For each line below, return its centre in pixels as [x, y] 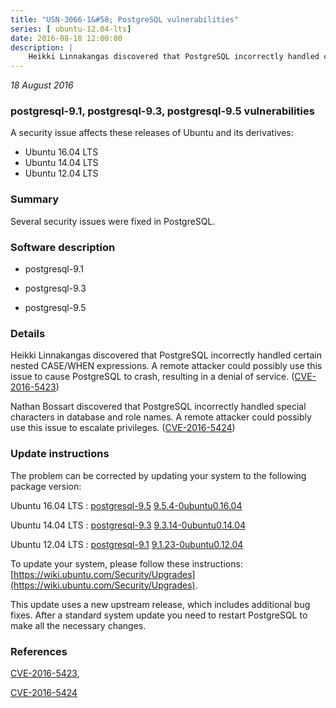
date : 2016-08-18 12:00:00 [66, 38]
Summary [35, 199]
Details [28, 333]
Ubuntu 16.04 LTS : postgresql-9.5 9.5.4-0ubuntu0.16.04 [126, 505]
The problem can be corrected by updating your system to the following [158, 475]
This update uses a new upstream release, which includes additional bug [160, 604]
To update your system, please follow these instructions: [126, 563]
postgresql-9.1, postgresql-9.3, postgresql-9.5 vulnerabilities [162, 111]
